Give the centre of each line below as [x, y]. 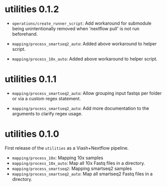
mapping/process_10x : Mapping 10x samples [57, 158]
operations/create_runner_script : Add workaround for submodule [82, 23]
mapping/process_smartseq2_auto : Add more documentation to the [80, 108]
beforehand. [25, 34]
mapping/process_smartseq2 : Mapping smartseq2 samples [72, 168]
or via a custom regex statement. [46, 98]
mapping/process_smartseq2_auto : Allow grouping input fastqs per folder [87, 93]
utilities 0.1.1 [31, 79]
